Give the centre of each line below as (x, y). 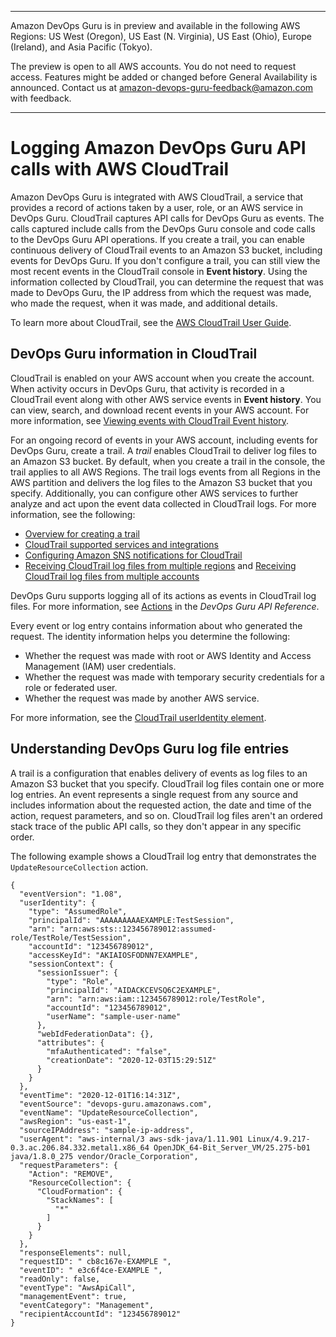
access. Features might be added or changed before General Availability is (164, 77)
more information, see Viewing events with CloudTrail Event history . (150, 420)
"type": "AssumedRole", (78, 911)
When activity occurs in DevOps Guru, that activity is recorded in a (147, 388)
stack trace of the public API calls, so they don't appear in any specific (156, 826)
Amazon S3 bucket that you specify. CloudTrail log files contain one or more (167, 783)
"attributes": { (70, 1042)
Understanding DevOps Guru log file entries (150, 749)
